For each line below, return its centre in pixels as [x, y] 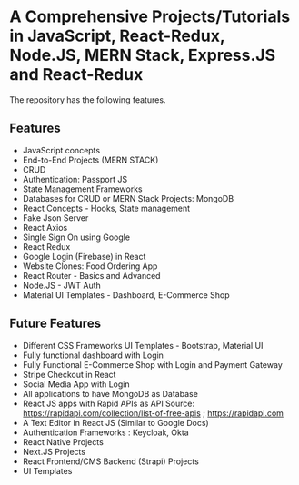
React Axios [45, 227]
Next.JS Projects [54, 451]
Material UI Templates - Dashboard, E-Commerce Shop [126, 295]
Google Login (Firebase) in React [84, 256]
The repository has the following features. [88, 99]
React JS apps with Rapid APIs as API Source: [109, 403]
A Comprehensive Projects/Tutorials [150, 17]
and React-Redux [76, 75]
